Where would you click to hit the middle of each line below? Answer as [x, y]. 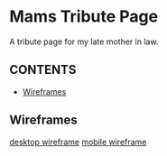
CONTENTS [43, 70]
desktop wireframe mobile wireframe [78, 142]
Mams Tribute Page [84, 17]
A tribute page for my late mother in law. [84, 41]
